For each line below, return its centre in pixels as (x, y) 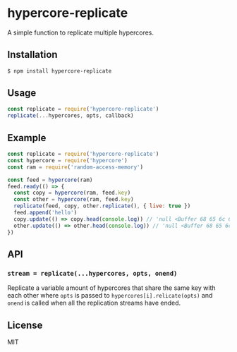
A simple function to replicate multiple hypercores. (80, 32)
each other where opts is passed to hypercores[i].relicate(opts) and (110, 296)
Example (27, 138)
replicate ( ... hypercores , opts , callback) (71, 116)
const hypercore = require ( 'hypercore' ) (68, 160)
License (25, 325)
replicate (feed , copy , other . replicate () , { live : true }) (102, 206)
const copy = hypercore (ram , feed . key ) (72, 193)
